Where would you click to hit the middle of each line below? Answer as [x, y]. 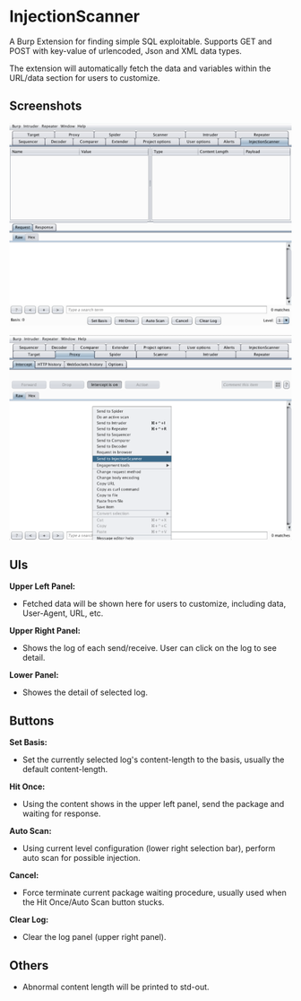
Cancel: [24, 875]
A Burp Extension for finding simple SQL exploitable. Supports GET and [141, 41]
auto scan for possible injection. [81, 858]
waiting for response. [61, 813]
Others [29, 966]
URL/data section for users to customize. [85, 77]
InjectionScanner [75, 17]
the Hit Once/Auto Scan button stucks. [93, 902]
